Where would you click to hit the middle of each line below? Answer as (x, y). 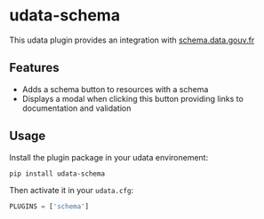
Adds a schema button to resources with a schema (115, 89)
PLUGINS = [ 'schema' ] (49, 207)
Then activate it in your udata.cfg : (72, 191)
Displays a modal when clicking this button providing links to (133, 98)
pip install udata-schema (57, 174)
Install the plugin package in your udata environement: (109, 157)
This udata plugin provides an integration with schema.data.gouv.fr (132, 40)
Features (34, 68)
